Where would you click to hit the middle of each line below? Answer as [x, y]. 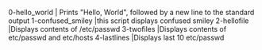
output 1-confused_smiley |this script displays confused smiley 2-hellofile [129, 21]
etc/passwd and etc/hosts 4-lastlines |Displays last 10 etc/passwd [116, 37]
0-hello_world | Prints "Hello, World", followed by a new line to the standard [131, 12]
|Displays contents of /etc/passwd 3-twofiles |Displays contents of [118, 29]
